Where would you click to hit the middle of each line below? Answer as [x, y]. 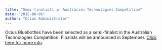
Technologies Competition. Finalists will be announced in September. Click [81, 37]
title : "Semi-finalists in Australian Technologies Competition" [74, 9]
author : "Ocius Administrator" [37, 18]
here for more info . [24, 43]
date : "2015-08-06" [25, 14]
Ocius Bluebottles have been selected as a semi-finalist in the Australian [79, 33]
